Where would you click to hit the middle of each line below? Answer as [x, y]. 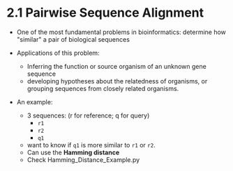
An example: [35, 101]
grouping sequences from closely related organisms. [103, 88]
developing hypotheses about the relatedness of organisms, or [117, 81]
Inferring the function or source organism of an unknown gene [116, 66]
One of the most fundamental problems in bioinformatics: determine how [121, 32]
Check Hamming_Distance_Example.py [83, 160]
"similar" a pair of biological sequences [73, 39]
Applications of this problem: [58, 53]
